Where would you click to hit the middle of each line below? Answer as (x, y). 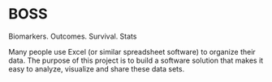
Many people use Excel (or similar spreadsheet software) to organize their (132, 51)
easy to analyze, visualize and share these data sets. (97, 68)
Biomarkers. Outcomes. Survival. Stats (73, 36)
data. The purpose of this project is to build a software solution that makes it (136, 60)
